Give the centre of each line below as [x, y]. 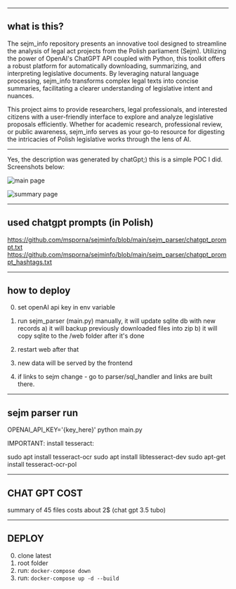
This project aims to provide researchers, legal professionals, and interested [117, 109]
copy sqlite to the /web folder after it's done [81, 336]
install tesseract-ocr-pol [42, 465]
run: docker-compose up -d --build [68, 578]
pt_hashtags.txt [30, 262]
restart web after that [48, 350]
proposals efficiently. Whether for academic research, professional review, [115, 124]
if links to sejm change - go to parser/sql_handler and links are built [115, 377]
